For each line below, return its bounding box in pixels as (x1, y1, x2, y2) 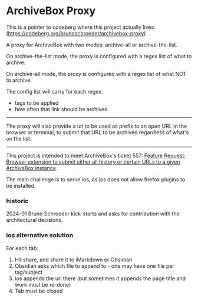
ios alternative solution (6, 231, 74, 240)
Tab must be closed (14, 287, 63, 294)
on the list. (6, 135, 32, 142)
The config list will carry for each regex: (6, 88, 103, 95)
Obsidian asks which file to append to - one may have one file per (14, 262, 175, 269)
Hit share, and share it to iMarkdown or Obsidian (14, 256, 133, 263)
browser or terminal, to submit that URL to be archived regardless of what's (6, 128, 189, 136)
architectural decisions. (6, 217, 63, 224)
